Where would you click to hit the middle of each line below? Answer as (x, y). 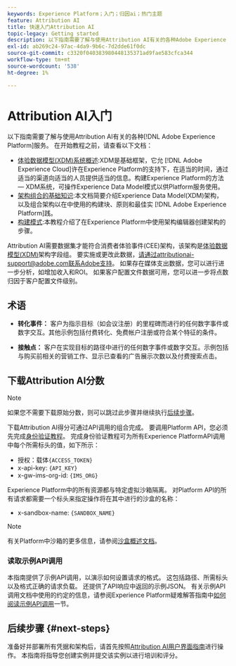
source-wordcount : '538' (44, 66)
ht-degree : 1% (28, 73)
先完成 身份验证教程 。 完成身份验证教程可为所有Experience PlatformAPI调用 (116, 436)
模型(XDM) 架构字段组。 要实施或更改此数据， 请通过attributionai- (101, 255)
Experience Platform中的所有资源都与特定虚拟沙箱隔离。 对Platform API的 (114, 490)
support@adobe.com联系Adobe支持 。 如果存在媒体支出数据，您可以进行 (113, 263)
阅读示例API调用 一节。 (40, 604)
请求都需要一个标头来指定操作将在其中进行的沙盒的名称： (96, 499)
